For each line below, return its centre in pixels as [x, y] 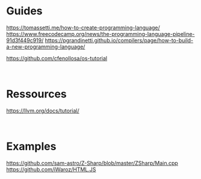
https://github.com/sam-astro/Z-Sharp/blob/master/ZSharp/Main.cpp [92, 163]
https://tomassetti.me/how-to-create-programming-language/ [83, 28]
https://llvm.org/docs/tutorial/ [43, 110]
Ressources [37, 94]
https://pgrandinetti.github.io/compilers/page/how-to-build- [119, 40]
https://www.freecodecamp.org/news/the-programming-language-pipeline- [100, 34]
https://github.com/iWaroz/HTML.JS [51, 169]
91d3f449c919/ [25, 40]
